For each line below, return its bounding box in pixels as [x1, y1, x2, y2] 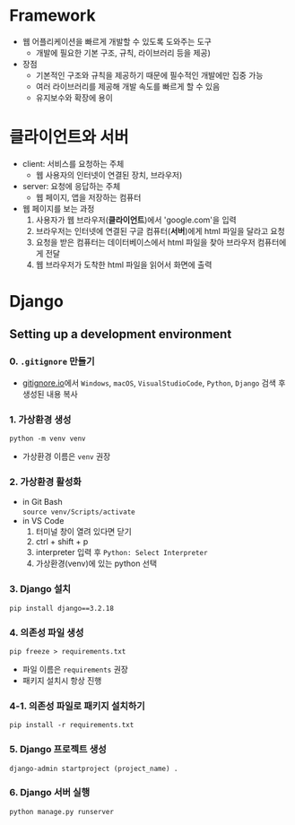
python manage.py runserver [9, 807, 115, 816]
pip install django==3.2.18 [9, 604, 115, 612]
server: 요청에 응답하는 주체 [22, 180, 121, 191]
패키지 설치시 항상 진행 [22, 674, 102, 686]
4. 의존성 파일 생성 [9, 626, 84, 638]
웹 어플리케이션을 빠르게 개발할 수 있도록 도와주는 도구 [22, 36, 213, 47]
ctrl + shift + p [35, 536, 89, 547]
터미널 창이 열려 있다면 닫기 [35, 526, 132, 537]
